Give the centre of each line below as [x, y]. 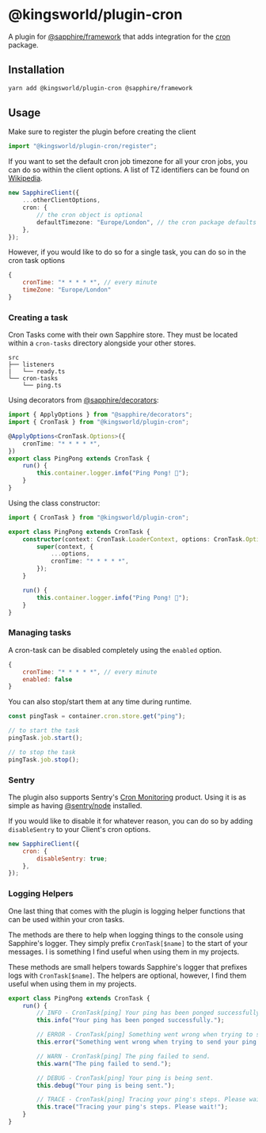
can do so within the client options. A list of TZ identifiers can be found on [129, 170]
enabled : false [47, 679]
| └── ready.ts [37, 372]
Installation [36, 70]
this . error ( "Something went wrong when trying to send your [138, 1042]
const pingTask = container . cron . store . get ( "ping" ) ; [97, 716]
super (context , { [65, 547]
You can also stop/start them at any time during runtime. [100, 702]
